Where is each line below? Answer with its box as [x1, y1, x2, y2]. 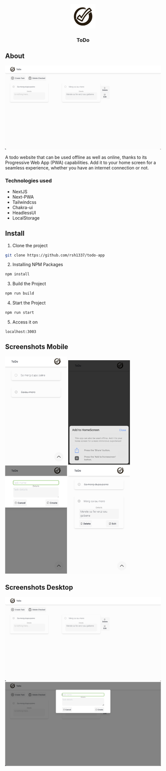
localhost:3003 [5, 330, 37, 334]
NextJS [12, 188, 28, 194]
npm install [5, 272, 30, 277]
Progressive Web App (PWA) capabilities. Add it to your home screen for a [5, 160, 157, 165]
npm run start [5, 310, 35, 315]
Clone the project [12, 242, 48, 248]
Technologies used [5, 177, 52, 184]
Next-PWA [12, 194, 34, 200]
